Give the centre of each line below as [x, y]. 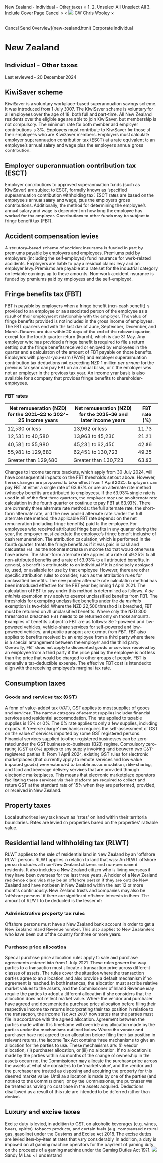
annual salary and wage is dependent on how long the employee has [74, 211]
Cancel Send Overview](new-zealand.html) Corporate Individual [69, 28]
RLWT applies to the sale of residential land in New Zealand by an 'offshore [80, 854]
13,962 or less [90, 429]
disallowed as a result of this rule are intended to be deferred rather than [78, 1092]
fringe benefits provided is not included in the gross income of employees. [80, 321]
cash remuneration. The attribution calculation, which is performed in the [78, 539]
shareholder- [130, 378]
